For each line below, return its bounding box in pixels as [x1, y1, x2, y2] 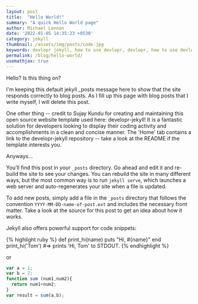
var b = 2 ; [6, 270, 33, 276]
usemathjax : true [6, 58, 49, 64]
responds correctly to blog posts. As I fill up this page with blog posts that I [6, 92, 189, 99]
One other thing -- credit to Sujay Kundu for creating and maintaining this [6, 110, 184, 117]
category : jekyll [6, 36, 49, 42]
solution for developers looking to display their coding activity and [6, 122, 167, 129]
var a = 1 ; [6, 265, 33, 271]
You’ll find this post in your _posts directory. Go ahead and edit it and [6, 164, 174, 171]
